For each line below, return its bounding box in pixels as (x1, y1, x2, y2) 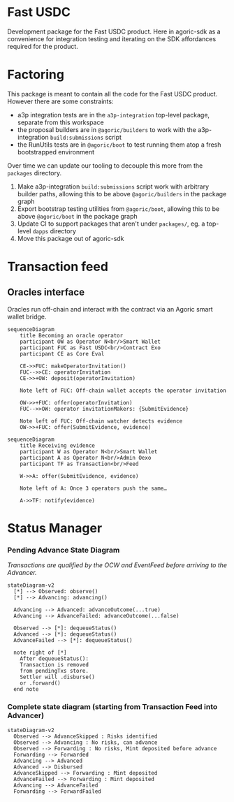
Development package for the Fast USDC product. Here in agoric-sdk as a (7, 27, 221, 36)
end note (13, 686, 39, 693)
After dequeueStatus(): (20, 655, 89, 662)
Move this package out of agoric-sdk (17, 234, 124, 242)
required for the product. (7, 42, 78, 50)
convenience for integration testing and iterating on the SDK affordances (7, 34, 217, 43)
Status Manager (7, 520, 103, 537)
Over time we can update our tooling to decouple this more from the (7, 161, 203, 170)
